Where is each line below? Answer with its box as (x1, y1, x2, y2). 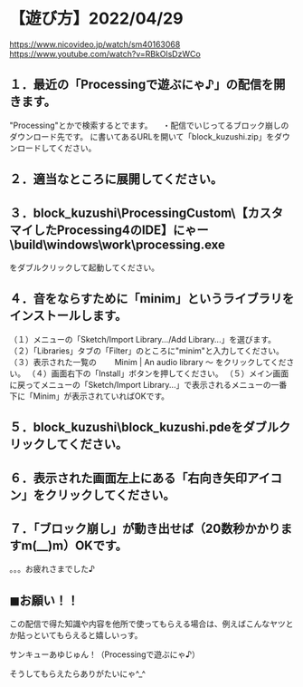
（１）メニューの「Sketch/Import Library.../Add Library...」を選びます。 (9, 334, 277, 344)
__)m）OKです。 (36, 537, 128, 553)
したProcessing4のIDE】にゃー (33, 222, 209, 237)
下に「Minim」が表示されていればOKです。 (9, 391, 170, 402)
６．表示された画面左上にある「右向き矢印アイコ (9, 470, 282, 486)
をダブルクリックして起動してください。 (9, 262, 160, 273)
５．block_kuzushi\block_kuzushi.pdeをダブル (9, 420, 279, 435)
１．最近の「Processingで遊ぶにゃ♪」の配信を (9, 77, 274, 92)
